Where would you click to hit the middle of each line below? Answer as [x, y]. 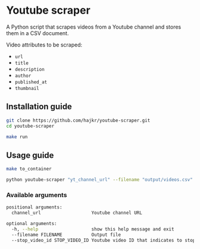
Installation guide [39, 107]
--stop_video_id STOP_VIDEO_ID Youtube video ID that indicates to [97, 240]
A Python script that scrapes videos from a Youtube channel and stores [94, 27]
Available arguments [37, 195]
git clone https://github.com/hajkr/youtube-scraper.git [78, 120]
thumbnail [27, 88]
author [23, 76]
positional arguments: [34, 207]
